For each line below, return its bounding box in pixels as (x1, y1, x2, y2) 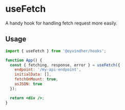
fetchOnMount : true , (14, 77, 58, 82)
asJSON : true (14, 81, 43, 86)
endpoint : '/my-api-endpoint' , (14, 67, 81, 72)
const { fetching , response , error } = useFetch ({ (10, 62, 120, 68)
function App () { (5, 57, 43, 63)
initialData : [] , (14, 72, 52, 77)
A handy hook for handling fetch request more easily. (5, 20, 118, 26)
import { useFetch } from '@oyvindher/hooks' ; (5, 48, 107, 54)
